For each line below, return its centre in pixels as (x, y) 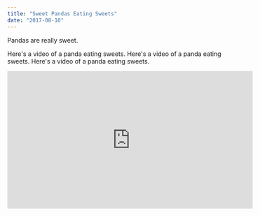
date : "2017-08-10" (36, 20)
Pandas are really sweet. (43, 40)
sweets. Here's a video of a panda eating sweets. (78, 61)
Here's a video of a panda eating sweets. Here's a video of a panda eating (115, 54)
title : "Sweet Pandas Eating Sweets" (62, 14)
